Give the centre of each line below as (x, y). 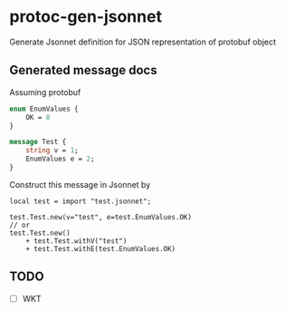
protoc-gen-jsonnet (86, 17)
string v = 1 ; (52, 151)
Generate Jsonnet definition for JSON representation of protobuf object (143, 42)
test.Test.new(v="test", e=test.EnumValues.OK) (101, 217)
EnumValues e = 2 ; (60, 159)
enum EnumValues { (44, 109)
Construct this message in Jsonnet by (80, 184)
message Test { (38, 142)
